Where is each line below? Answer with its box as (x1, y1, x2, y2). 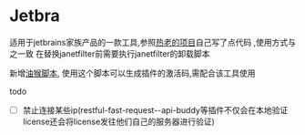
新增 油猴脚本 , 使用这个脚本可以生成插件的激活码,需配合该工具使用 (9, 67, 257, 78)
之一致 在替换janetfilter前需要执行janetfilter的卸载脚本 (9, 47, 210, 59)
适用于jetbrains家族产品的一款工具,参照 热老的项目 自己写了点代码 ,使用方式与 (9, 36, 296, 47)
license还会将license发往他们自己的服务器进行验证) (22, 116, 216, 127)
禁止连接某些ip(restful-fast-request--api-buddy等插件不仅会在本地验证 (22, 104, 289, 115)
